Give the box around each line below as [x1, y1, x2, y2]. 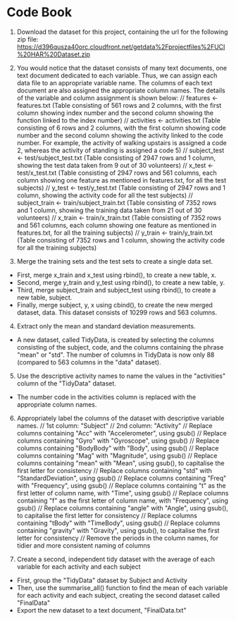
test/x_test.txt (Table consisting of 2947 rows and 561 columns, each [16, 168, 217, 177]
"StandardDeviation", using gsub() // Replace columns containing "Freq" [16, 474, 227, 482]
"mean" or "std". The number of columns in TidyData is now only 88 [16, 350, 215, 359]
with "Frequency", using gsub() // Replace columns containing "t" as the [16, 481, 226, 490]
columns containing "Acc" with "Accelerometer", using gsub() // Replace [16, 429, 227, 437]
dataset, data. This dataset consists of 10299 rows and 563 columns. [16, 308, 218, 316]
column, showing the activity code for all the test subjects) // [16, 191, 193, 199]
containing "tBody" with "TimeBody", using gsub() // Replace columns [16, 519, 221, 527]
